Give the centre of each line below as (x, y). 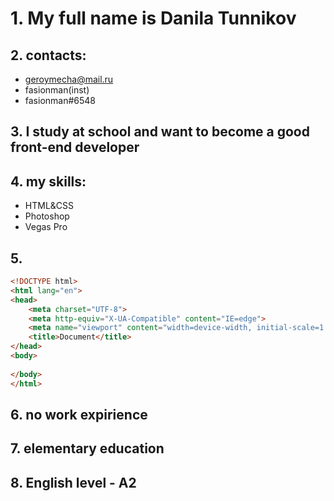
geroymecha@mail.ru (69, 79)
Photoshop (47, 216)
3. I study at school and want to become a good (160, 132)
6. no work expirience (79, 414)
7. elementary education (87, 448)
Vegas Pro (46, 227)
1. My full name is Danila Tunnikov (153, 18)
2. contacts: (48, 55)
